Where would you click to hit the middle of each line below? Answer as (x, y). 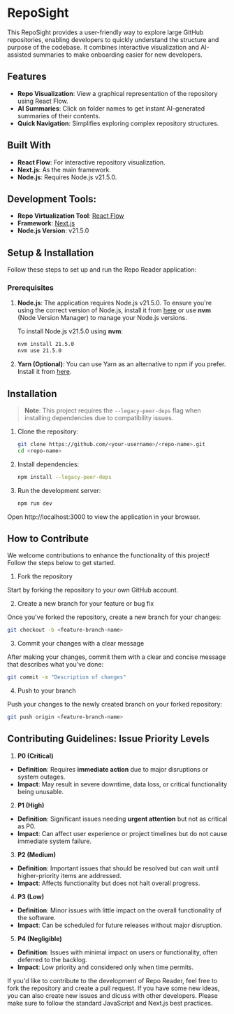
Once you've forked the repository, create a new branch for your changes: (114, 617)
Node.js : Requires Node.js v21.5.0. (67, 177)
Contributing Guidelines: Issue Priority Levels (108, 739)
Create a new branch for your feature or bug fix (86, 604)
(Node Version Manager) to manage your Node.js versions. (102, 318)
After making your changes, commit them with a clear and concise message (117, 657)
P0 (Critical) (35, 756)
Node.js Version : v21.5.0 (53, 231)
